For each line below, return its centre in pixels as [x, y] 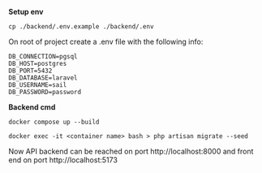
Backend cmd [32, 107]
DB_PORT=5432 [30, 71]
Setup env [26, 12]
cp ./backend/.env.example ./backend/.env [81, 27]
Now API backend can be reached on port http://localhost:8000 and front [131, 151]
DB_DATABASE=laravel [43, 78]
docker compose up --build [54, 122]
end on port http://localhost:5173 [63, 160]
